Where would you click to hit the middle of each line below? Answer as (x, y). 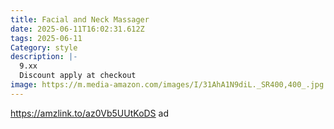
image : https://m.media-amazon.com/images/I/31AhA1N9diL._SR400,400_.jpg (167, 85)
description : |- (44, 57)
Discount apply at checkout (78, 76)
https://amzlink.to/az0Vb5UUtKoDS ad (89, 113)
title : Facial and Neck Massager (80, 19)
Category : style (44, 47)
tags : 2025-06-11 (46, 38)
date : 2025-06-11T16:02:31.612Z (77, 29)
